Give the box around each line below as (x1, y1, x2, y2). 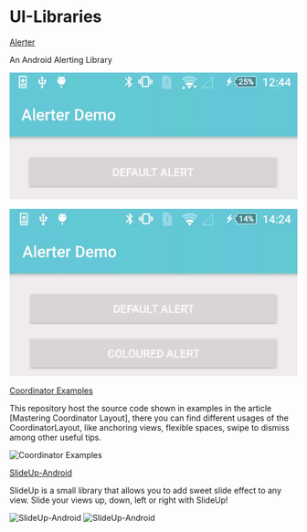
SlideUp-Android (9, 467, 73, 478)
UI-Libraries (9, 6, 102, 27)
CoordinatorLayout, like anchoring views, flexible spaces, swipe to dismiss (9, 422, 290, 433)
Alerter (9, 37, 36, 47)
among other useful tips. (9, 432, 102, 443)
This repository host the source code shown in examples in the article (9, 403, 272, 414)
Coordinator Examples (9, 385, 93, 396)
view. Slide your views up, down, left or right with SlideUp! (9, 495, 228, 506)
